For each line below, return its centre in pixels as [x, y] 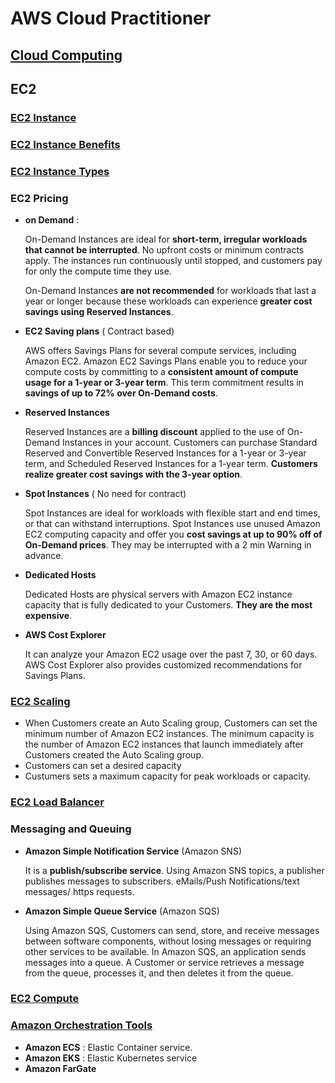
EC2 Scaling [40, 701]
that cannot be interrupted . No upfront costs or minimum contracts [164, 250]
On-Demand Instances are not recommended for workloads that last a [170, 291]
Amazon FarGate [60, 1068]
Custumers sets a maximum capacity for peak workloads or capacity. [168, 776]
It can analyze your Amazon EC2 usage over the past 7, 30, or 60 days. [171, 654]
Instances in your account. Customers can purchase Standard [189, 443]
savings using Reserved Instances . [99, 312]
